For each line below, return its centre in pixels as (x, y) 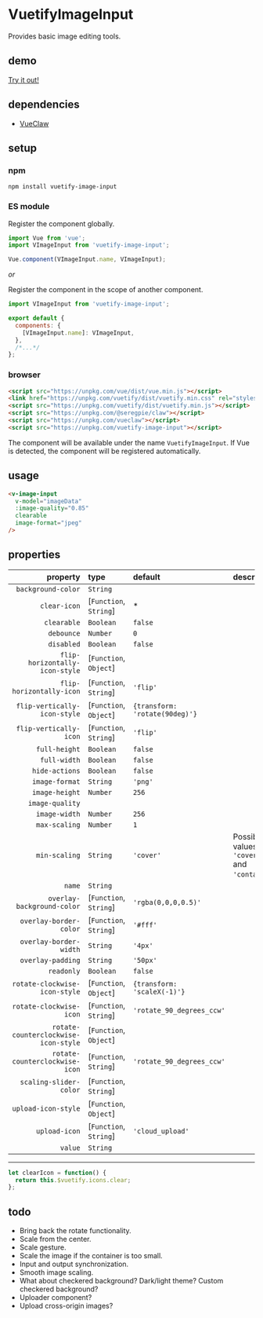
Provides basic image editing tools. (65, 36)
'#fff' (145, 925)
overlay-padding (50, 960)
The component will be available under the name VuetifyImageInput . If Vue (129, 442)
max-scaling (58, 825)
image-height (56, 792)
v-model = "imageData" (49, 501)
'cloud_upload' (161, 1131)
